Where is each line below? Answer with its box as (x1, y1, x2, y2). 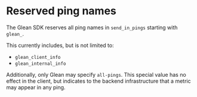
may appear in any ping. (6, 83, 66, 90)
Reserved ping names (6, 4, 116, 18)
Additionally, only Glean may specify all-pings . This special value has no (6, 71, 186, 78)
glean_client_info (14, 54, 61, 60)
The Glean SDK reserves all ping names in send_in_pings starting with (6, 24, 178, 31)
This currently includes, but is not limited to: (6, 42, 115, 49)
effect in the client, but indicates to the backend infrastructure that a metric (6, 77, 191, 85)
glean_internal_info (14, 61, 66, 67)
